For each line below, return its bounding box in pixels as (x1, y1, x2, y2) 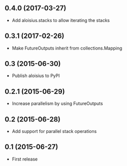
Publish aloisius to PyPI (11, 72, 60, 79)
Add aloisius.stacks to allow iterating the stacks (11, 17, 110, 23)
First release (11, 156, 38, 162)
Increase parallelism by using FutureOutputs (11, 100, 103, 106)
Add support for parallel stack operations (11, 128, 97, 134)
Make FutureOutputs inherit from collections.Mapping (11, 45, 122, 51)
